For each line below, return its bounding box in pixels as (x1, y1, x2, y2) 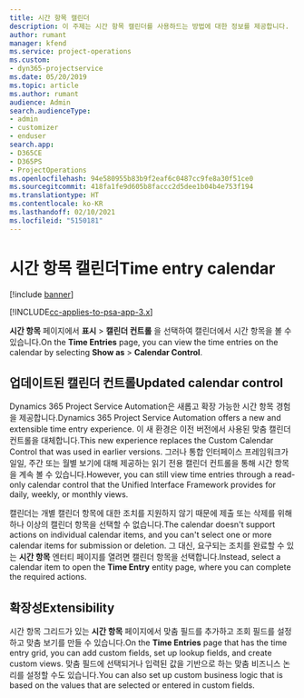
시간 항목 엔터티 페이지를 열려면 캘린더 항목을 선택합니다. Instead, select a (18, 552, 281, 563)
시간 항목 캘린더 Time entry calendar (9, 258, 276, 278)
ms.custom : (9, 55, 51, 65)
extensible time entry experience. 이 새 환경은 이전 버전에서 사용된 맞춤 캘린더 (9, 424, 292, 434)
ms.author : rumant (9, 89, 79, 98)
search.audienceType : (9, 106, 92, 115)
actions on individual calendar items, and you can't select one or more (9, 529, 272, 541)
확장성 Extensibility (9, 600, 115, 615)
